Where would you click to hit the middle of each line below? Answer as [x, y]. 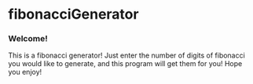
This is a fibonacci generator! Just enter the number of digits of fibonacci [126, 55]
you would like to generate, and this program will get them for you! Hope [125, 64]
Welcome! [28, 39]
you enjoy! [25, 72]
